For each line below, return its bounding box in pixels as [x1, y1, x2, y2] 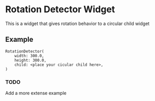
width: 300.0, [14, 53, 44, 58]
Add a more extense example [5, 90, 67, 96]
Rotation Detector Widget [5, 4, 115, 15]
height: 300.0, [14, 58, 47, 63]
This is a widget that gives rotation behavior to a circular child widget [5, 20, 150, 27]
